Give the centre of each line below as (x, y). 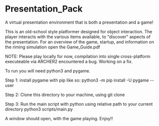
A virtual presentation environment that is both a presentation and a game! (79, 22)
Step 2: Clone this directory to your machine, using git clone (65, 95)
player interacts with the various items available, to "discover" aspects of (78, 37)
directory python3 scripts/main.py (39, 109)
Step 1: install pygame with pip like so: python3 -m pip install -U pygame (77, 80)
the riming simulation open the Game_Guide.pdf (53, 47)
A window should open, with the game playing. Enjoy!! (59, 118)
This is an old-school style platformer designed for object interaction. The (79, 31)
